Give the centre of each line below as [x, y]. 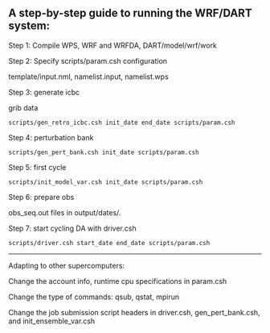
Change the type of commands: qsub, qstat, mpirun [94, 297]
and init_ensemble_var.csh [52, 321]
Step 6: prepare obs [41, 197]
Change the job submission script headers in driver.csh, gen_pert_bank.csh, [134, 312]
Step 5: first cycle [37, 167]
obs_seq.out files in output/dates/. [65, 212]
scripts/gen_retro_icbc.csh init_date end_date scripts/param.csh [122, 123]
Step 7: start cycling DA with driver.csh [72, 228]
